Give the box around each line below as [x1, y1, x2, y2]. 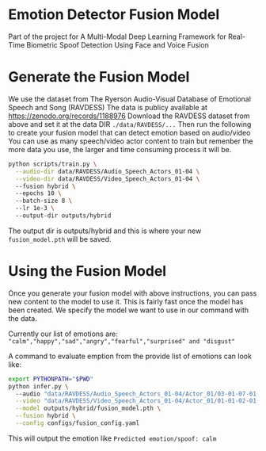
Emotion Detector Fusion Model [8, 6, 220, 24]
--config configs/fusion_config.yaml [15, 419, 140, 427]
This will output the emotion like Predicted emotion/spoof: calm [8, 434, 217, 443]
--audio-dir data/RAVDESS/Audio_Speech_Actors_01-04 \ [15, 167, 200, 175]
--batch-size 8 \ [15, 197, 73, 205]
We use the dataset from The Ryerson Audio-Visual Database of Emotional [8, 94, 252, 104]
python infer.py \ [8, 382, 69, 390]
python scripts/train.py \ [8, 160, 97, 168]
